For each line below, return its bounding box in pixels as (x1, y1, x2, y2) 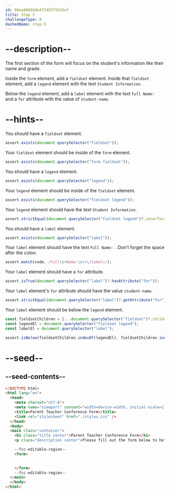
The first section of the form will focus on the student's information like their (5, 60, 164, 66)
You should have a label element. (5, 225, 76, 231)
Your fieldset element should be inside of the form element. (5, 150, 131, 155)
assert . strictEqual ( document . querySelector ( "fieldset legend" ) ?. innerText (5, 216, 166, 221)
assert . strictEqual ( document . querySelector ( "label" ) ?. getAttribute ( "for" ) (5, 298, 166, 303)
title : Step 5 (5, 12, 35, 17)
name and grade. (5, 65, 41, 72)
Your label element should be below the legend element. (5, 307, 123, 312)
